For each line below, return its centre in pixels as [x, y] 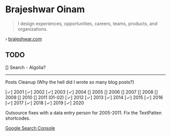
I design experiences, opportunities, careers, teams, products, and [88, 24]
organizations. [33, 29]
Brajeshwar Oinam [45, 9]
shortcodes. [18, 118]
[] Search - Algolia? [25, 67]
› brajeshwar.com [24, 39]
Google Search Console [30, 128]
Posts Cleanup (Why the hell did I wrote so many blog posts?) [70, 82]
